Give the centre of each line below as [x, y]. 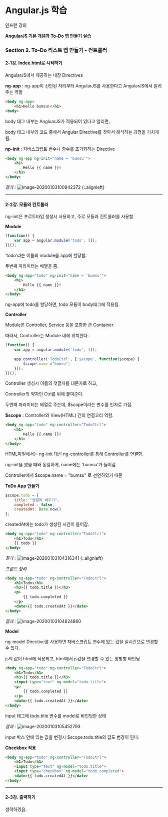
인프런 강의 [16, 25]
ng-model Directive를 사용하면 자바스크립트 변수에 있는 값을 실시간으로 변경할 [82, 642]
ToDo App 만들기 [22, 486]
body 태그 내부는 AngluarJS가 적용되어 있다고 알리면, [57, 121]
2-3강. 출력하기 [20, 797]
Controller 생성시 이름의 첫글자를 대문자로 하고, [51, 383]
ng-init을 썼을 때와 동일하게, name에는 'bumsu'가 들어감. [61, 464]
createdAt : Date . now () [38, 509]
